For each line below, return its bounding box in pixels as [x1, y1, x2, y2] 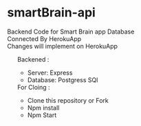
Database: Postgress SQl [27, 75, 98, 84]
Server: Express [27, 68, 73, 77]
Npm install [27, 103, 60, 112]
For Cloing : [17, 83, 50, 91]
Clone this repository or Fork [27, 96, 109, 104]
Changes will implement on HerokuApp [7, 42, 118, 50]
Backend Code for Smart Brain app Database [7, 27, 135, 36]
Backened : [17, 55, 50, 63]
